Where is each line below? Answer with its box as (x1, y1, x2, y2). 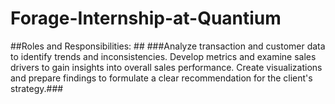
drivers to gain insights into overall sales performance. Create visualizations (10, 61, 323, 73)
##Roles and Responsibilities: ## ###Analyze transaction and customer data (10, 40, 326, 52)
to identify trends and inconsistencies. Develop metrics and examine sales (10, 50, 317, 62)
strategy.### (10, 82, 64, 94)
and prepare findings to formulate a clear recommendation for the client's (10, 72, 313, 84)
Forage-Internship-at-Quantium (10, 7, 282, 30)
